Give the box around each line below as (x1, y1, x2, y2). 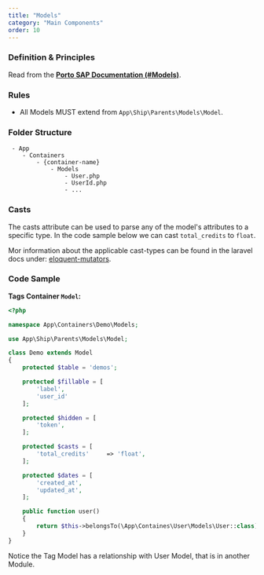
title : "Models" (8, 11, 61, 20)
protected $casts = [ (22, 443, 93, 451)
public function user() (22, 507, 101, 515)
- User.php (64, 172, 101, 181)
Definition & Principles (8, 52, 96, 63)
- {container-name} (36, 159, 101, 167)
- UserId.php (64, 179, 108, 187)
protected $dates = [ (22, 471, 93, 479)
